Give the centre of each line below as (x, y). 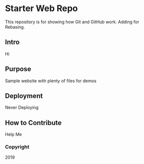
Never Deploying (22, 107)
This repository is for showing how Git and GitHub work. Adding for (72, 22)
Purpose (18, 69)
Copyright (17, 147)
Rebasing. (15, 27)
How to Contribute (33, 123)
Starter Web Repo (41, 8)
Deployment (24, 96)
